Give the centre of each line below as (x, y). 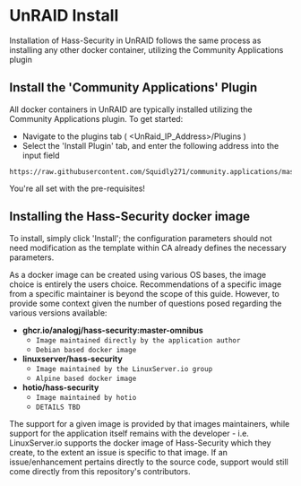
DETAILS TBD (58, 407)
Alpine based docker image (86, 378)
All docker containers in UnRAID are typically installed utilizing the (131, 109)
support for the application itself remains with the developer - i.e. (129, 433)
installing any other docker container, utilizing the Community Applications (146, 49)
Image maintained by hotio (86, 397)
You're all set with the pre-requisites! (77, 188)
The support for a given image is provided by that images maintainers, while (150, 423)
